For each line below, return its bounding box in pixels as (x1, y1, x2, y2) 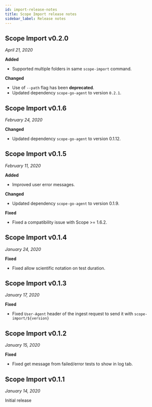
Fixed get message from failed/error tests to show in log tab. (12, 361, 133, 367)
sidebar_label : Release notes (5, 16, 66, 21)
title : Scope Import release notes (5, 12, 77, 17)
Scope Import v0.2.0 (5, 34, 69, 42)
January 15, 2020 (5, 342, 40, 348)
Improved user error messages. (12, 181, 75, 187)
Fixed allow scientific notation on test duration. (12, 265, 106, 271)
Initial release (5, 397, 31, 404)
